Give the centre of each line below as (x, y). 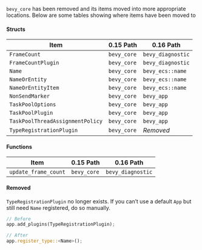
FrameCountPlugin (34, 63)
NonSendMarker (30, 96)
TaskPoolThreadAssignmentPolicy (56, 121)
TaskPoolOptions (33, 105)
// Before (19, 219)
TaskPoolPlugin (31, 113)
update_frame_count (37, 172)
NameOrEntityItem (34, 88)
